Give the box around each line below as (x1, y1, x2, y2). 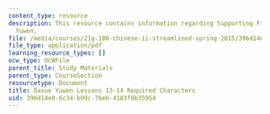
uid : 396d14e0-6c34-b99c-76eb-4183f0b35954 (8, 94, 157, 102)
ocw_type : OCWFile (8, 57, 70, 65)
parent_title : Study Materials (8, 64, 113, 72)
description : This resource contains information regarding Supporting (8, 19, 253, 27)
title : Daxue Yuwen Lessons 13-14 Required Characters (8, 86, 196, 95)
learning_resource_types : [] (8, 49, 106, 57)
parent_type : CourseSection (8, 71, 103, 79)
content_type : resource (8, 11, 88, 20)
